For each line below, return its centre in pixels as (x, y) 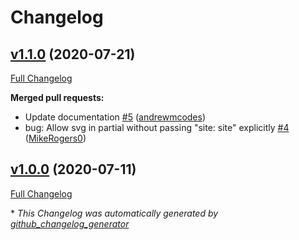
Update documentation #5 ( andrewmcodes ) (115, 117)
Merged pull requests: (57, 97)
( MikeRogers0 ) (55, 138)
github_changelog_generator (70, 223)
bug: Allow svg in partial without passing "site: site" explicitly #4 (157, 127)
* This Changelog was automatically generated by (114, 213)
